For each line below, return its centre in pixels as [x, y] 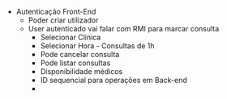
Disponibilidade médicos [81, 71]
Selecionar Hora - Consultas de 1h [98, 46]
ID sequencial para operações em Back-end [114, 80]
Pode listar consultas [75, 63]
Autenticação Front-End [56, 12]
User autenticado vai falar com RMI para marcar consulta [124, 29]
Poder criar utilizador [63, 20]
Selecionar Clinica [71, 37]
